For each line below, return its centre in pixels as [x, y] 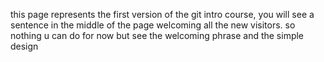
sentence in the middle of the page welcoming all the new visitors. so [153, 25]
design [24, 46]
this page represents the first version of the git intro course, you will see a [162, 14]
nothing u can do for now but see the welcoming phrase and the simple [157, 35]
